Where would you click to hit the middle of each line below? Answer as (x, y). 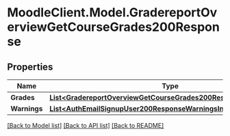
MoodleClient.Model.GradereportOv (112, 13)
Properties (30, 67)
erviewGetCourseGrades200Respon (114, 27)
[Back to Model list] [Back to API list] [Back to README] (86, 125)
